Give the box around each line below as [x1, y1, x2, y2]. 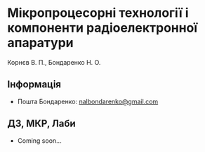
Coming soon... [17, 136, 62, 145]
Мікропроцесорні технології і [7, 5, 189, 21]
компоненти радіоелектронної [7, 20, 198, 36]
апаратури [7, 35, 74, 51]
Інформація [7, 79, 62, 91]
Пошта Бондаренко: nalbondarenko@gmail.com [17, 97, 159, 106]
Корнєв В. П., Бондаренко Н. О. [7, 58, 101, 66]
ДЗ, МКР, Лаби [7, 118, 76, 129]
